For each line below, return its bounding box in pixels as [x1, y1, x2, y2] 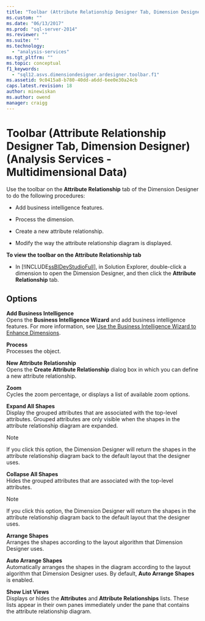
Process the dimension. [15, 215, 75, 223]
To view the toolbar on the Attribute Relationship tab [6, 251, 142, 259]
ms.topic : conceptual [6, 60, 62, 66]
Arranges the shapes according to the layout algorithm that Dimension [6, 538, 183, 546]
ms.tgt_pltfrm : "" [6, 54, 53, 61]
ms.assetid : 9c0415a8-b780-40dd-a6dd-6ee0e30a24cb [6, 77, 138, 83]
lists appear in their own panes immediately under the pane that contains [6, 601, 190, 609]
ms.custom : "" [6, 15, 43, 21]
